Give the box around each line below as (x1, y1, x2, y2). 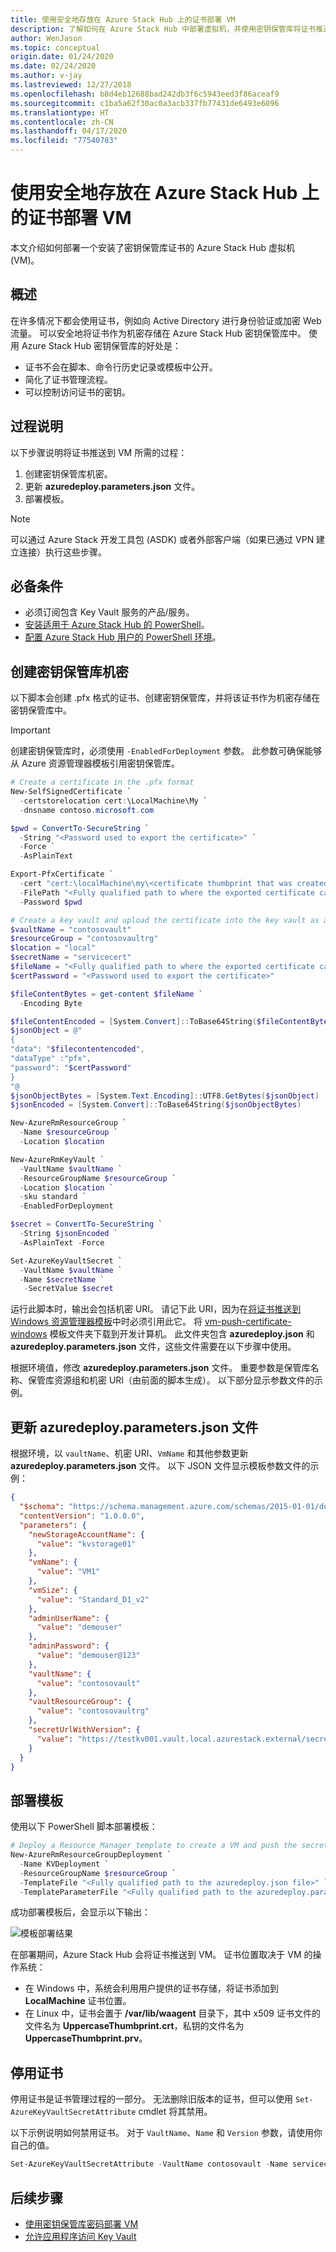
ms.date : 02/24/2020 (10, 61, 97, 71)
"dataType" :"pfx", (10, 1054, 92, 1064)
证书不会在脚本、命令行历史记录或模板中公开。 (24, 361, 218, 373)
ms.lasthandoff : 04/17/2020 (10, 126, 128, 136)
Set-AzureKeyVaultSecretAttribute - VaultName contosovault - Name (10, 2159, 288, 2170)
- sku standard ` (19, 1192, 87, 1202)
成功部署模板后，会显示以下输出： (10, 1906, 151, 1918)
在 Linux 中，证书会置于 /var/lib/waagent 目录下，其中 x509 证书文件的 (24, 2007, 321, 2020)
